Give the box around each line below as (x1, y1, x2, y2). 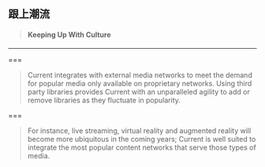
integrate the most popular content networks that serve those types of (27, 143, 256, 152)
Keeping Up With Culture (27, 30, 112, 39)
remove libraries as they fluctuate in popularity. (27, 95, 181, 105)
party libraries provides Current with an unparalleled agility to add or (27, 87, 250, 96)
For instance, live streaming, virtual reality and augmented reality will (27, 125, 252, 135)
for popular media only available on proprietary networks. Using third (27, 78, 252, 88)
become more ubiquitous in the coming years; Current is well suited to (27, 134, 256, 143)
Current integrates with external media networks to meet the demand (27, 70, 252, 80)
